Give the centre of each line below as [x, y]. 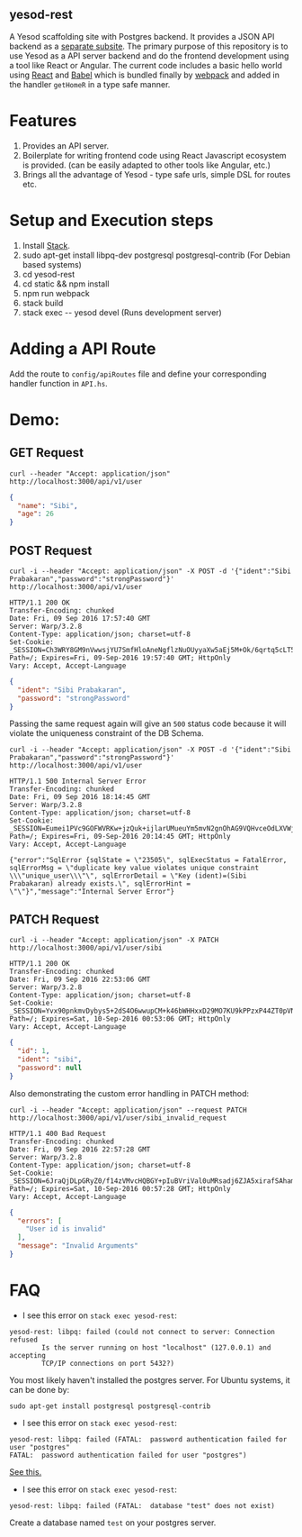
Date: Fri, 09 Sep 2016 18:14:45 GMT [80, 797]
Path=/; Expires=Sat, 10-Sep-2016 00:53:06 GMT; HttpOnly [120, 1019]
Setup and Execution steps [111, 220]
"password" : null [50, 1068]
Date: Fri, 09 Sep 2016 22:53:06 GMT [80, 980]
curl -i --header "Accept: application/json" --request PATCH [128, 1110]
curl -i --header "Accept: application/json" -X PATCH [114, 941]
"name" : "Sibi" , [48, 505]
